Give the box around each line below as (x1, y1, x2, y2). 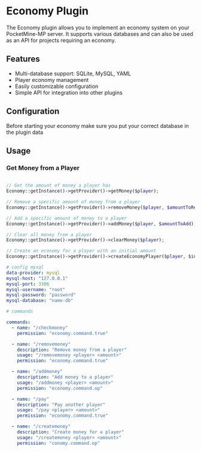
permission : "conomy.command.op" (17, 440, 100, 446)
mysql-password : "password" (6, 292, 77, 298)
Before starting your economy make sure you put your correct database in (6, 122, 190, 129)
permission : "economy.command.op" (17, 385, 103, 391)
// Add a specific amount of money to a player (6, 215, 127, 221)
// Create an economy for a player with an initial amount (6, 248, 157, 254)
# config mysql (6, 264, 44, 270)
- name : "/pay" (11, 396, 50, 402)
